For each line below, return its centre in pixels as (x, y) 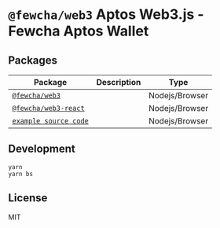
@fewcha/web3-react (48, 108)
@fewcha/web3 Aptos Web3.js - (106, 15)
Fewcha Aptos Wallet (79, 31)
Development (42, 149)
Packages (33, 60)
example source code (50, 121)
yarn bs (21, 174)
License (28, 198)
